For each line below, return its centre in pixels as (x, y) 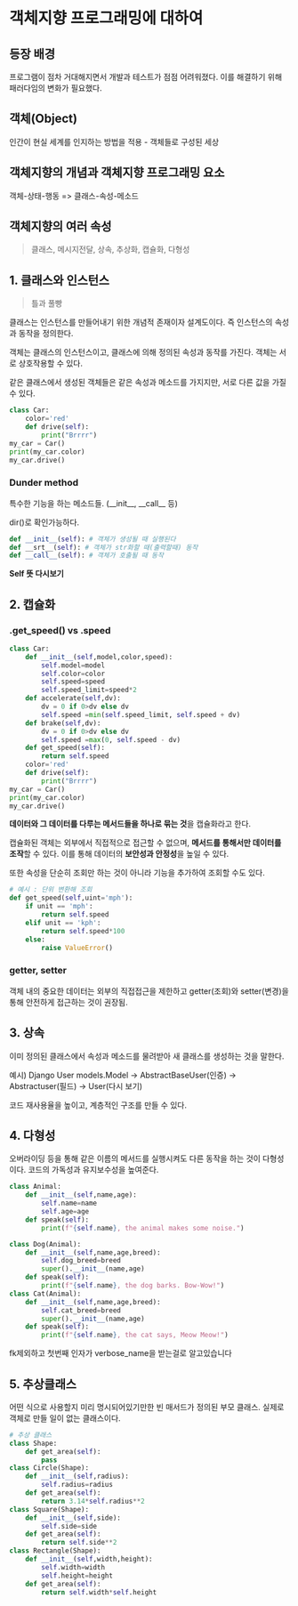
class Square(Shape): (49, 1509)
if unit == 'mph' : (59, 907)
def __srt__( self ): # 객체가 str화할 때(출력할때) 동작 (104, 547)
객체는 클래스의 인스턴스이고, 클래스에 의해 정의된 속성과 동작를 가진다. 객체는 (143, 352)
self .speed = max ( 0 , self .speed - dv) (111, 739)
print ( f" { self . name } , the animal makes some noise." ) (143, 1228)
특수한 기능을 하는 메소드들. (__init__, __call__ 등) (93, 503)
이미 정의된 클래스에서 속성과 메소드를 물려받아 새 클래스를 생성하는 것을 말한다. (147, 1056)
